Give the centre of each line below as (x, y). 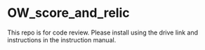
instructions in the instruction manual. (62, 39)
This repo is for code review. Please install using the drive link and (103, 32)
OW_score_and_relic (68, 13)
